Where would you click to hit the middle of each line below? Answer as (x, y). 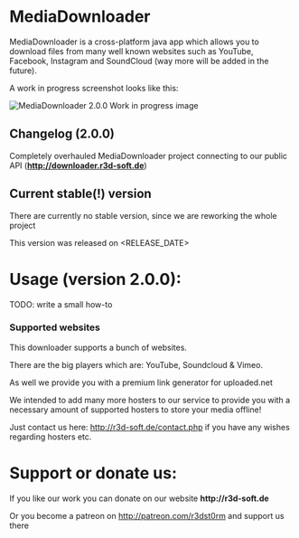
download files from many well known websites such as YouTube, (132, 51)
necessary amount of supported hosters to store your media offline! (135, 410)
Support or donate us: (93, 473)
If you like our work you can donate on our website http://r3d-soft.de (139, 498)
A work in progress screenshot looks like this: (94, 88)
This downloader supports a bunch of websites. (98, 347)
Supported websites (55, 327)
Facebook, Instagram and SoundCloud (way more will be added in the (139, 61)
